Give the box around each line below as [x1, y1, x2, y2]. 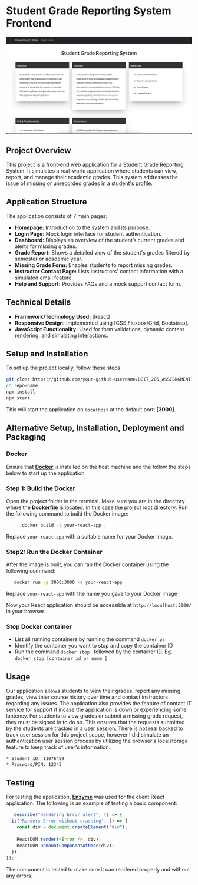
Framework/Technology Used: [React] [14, 313, 110, 320]
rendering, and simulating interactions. [14, 332, 109, 339]
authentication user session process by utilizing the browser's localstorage [6, 738, 189, 745]
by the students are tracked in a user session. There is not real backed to [6, 725, 184, 732]
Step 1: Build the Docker [6, 484, 75, 493]
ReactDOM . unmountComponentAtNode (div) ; [16, 843, 115, 849]
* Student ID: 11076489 [6, 756, 65, 762]
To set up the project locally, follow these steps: [6, 364, 123, 372]
